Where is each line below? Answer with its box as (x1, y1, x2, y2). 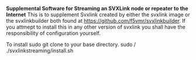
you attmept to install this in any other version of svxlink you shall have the (6, 23, 185, 30)
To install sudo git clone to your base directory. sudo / (6, 41, 136, 48)
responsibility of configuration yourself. (6, 30, 101, 37)
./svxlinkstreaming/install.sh (6, 47, 74, 54)
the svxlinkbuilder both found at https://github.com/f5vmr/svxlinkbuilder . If (6, 17, 186, 24)
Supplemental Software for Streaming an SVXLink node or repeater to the (6, 5, 188, 12)
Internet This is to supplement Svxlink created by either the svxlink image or (6, 11, 190, 18)
